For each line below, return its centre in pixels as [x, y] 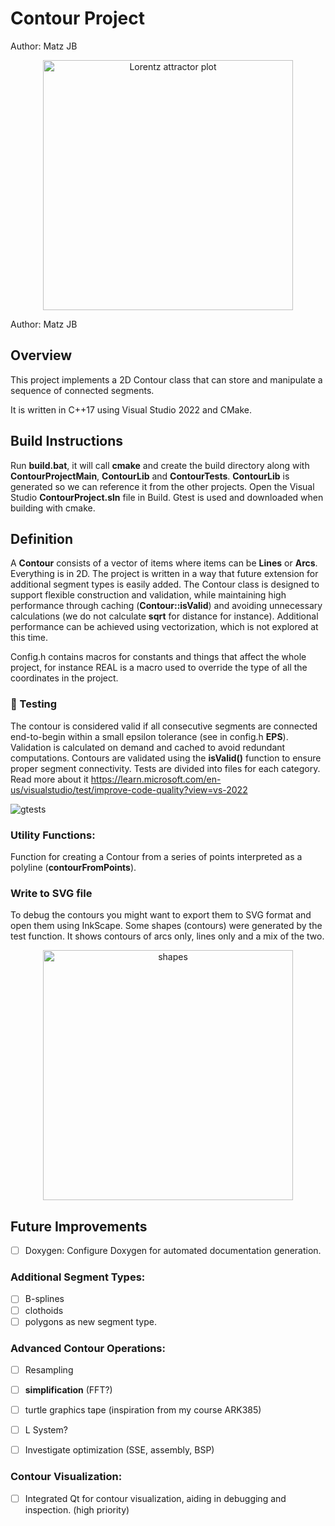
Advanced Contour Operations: [88, 1348]
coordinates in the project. [64, 678]
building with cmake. [53, 508]
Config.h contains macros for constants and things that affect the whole [158, 657]
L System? [46, 1430]
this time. [29, 638]
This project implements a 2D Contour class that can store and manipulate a [166, 379]
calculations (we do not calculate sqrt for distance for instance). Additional [164, 616]
